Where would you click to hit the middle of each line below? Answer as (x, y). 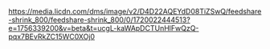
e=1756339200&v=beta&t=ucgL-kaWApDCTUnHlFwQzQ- (104, 28)
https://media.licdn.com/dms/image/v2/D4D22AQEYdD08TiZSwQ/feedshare (135, 11)
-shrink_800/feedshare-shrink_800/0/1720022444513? (99, 20)
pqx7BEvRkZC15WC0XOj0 (51, 36)
